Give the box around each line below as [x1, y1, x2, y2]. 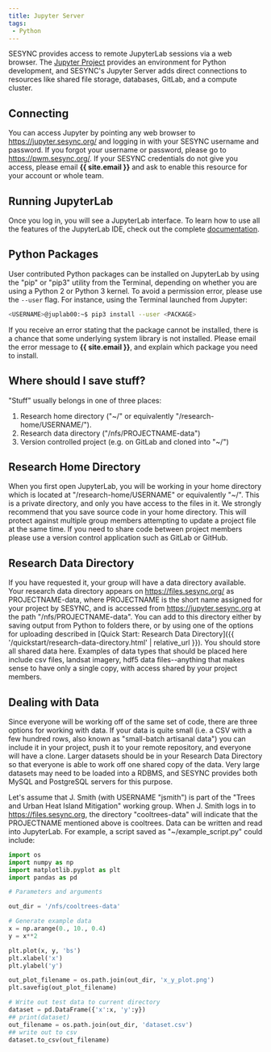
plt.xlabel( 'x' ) [8, 954, 63, 962]
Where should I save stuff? [8, 374, 146, 388]
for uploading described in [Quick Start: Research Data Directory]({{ [8, 629, 235, 639]
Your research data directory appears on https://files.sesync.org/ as [8, 587, 235, 596]
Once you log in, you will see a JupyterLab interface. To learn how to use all [8, 215, 261, 225]
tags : [8, 19, 27, 27]
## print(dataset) [8, 1013, 70, 1021]
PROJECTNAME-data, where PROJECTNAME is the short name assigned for [8, 595, 263, 605]
